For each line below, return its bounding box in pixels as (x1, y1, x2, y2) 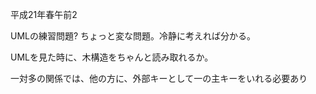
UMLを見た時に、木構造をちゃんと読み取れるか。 (10, 51, 214, 63)
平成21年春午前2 (10, 9, 78, 20)
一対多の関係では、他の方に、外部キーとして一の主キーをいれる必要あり (10, 73, 308, 84)
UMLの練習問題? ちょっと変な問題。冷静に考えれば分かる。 (10, 30, 257, 42)
